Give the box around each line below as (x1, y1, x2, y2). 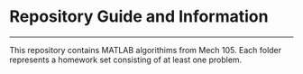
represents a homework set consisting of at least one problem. (9, 54, 243, 65)
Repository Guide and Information (9, 6, 269, 27)
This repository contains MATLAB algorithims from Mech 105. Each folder (9, 44, 282, 55)
